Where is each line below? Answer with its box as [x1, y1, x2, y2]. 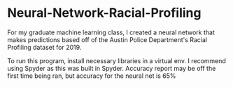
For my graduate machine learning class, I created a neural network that [7, 28, 216, 36]
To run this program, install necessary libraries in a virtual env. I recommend [7, 56, 226, 65]
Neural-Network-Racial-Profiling [7, 5, 202, 21]
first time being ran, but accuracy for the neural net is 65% [7, 72, 176, 80]
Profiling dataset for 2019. [7, 43, 82, 51]
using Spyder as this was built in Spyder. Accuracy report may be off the [7, 64, 216, 72]
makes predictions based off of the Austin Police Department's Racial [7, 35, 208, 43]
